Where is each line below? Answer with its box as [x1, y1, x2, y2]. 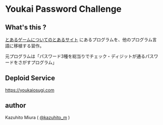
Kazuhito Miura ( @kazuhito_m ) [5, 114, 70, 120]
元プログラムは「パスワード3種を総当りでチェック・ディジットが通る [5, 53, 145, 59]
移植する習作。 [13, 43, 44, 49]
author [5, 101, 26, 110]
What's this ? [5, 23, 47, 31]
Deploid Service [5, 74, 55, 82]
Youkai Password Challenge [5, 3, 122, 15]
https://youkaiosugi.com [5, 87, 55, 93]
